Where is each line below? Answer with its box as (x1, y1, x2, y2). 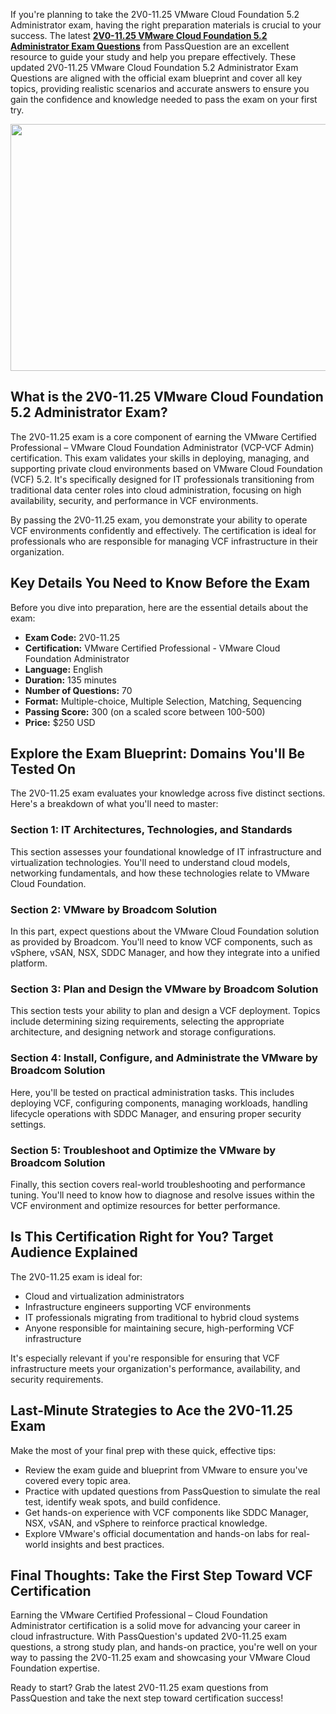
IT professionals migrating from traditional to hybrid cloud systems (24, 1311, 300, 1323)
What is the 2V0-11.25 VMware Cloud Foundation (10, 389, 324, 406)
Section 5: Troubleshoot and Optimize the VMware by (10, 1143, 276, 1157)
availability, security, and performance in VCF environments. (10, 494, 259, 506)
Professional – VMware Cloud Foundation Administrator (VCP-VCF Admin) (10, 441, 315, 453)
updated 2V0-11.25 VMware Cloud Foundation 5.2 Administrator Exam (10, 62, 299, 73)
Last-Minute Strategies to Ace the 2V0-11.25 (10, 1402, 293, 1419)
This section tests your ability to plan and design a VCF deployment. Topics (10, 1005, 321, 1017)
